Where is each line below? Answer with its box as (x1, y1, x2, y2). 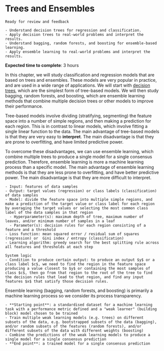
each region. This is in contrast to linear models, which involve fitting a (5, 123, 148, 129)
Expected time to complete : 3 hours (5, 62, 79, 68)
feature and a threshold (5, 227, 56, 232)
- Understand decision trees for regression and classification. (5, 28, 141, 32)
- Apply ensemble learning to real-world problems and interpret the (5, 49, 151, 54)
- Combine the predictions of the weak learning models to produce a (5, 332, 151, 337)
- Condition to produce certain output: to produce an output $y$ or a (5, 257, 155, 262)
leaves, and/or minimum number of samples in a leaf (5, 219, 115, 223)
